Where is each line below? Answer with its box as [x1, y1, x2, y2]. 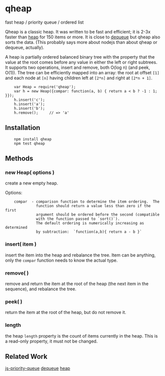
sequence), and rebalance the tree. [5, 286, 76, 292]
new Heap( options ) [5, 169, 55, 176]
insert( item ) [5, 241, 37, 248]
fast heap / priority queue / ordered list [5, 19, 84, 25]
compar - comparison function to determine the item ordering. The [14, 199, 160, 204]
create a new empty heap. [5, 180, 58, 186]
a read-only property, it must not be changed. [5, 338, 98, 344]
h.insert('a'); [14, 101, 45, 106]
